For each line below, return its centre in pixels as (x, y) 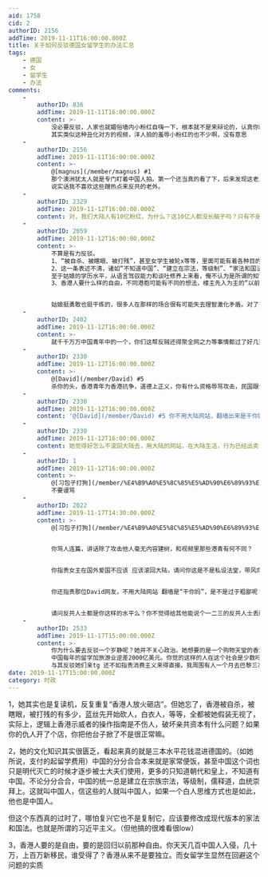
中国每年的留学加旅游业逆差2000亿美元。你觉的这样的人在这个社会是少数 (153, 658)
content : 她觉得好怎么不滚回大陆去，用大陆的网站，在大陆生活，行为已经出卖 (148, 446)
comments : (25, 90)
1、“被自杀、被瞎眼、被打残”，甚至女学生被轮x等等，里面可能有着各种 (150, 261)
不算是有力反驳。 (75, 253)
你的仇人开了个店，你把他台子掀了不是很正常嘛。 (89, 734)
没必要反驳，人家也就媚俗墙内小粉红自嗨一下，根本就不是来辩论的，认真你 (155, 127)
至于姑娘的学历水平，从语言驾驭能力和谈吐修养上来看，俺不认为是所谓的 (152, 276)
